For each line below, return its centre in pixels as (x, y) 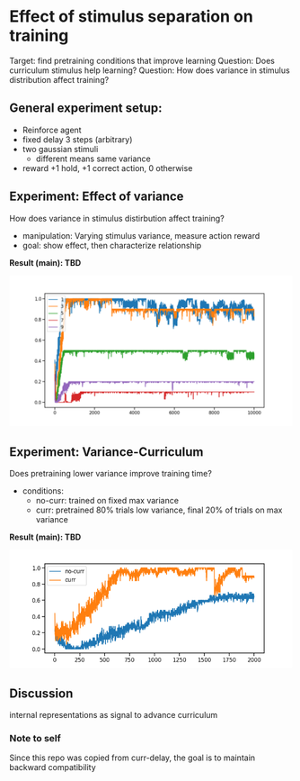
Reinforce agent (52, 130)
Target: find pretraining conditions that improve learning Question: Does (142, 60)
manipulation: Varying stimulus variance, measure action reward (141, 235)
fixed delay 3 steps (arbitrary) (77, 139)
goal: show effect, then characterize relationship (112, 245)
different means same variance (93, 159)
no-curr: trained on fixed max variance (107, 501)
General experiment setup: (86, 109)
